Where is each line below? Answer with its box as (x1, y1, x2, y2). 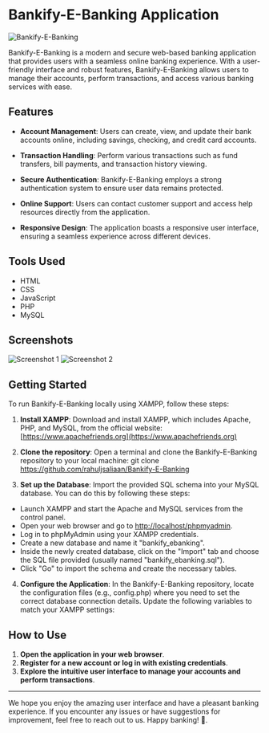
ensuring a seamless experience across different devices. (19, 231, 211, 241)
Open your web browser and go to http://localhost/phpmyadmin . (19, 521, 233, 531)
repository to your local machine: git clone (19, 456, 160, 466)
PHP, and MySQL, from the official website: (19, 423, 163, 433)
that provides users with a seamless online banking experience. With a (8, 56, 242, 66)
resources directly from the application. (19, 207, 151, 217)
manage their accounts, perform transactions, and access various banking (8, 73, 255, 83)
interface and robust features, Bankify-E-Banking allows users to (35, 64, 250, 74)
